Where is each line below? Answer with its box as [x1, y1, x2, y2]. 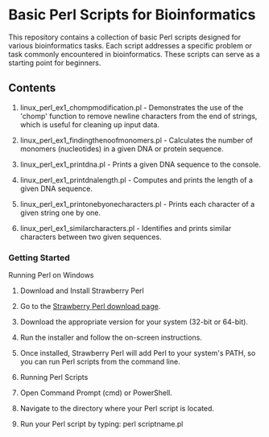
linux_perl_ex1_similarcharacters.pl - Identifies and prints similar [19, 223, 232, 233]
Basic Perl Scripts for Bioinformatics [8, 6, 256, 24]
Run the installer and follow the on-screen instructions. [19, 332, 203, 343]
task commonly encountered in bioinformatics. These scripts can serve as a [8, 49, 260, 59]
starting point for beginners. [8, 58, 101, 68]
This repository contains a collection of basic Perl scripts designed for [8, 32, 242, 42]
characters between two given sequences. [19, 232, 163, 241]
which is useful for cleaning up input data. [19, 119, 159, 130]
